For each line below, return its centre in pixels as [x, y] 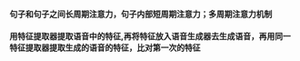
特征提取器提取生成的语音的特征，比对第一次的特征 [105, 48]
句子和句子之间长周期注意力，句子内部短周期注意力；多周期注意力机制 [141, 14]
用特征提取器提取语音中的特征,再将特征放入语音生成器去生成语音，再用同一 [150, 36]
